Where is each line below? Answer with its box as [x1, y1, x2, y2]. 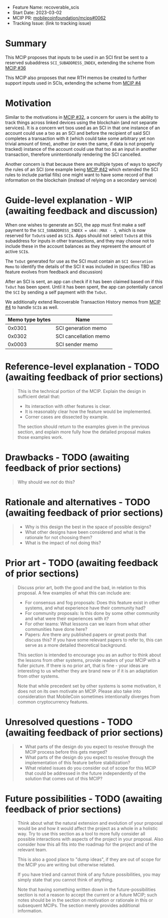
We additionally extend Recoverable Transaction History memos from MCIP [5, 299, 161, 305]
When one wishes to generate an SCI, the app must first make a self [5, 221, 146, 227]
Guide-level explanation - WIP [5, 195, 133, 206]
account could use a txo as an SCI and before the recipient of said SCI [5, 130, 150, 136]
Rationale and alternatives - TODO [5, 496, 150, 508]
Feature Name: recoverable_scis [12, 5, 79, 10]
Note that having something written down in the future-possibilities [17, 886, 156, 892]
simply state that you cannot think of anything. [17, 877, 114, 883]
